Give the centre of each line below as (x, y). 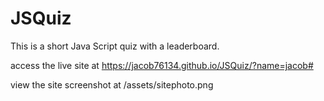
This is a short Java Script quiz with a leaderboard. (115, 46)
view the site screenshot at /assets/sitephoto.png (112, 84)
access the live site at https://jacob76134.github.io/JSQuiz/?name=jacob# (162, 65)
